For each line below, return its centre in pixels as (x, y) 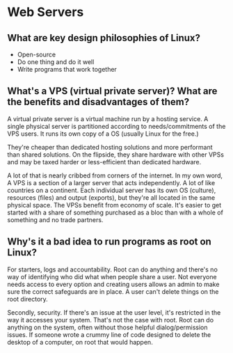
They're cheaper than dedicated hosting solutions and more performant (110, 147)
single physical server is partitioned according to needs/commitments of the (116, 126)
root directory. (28, 299)
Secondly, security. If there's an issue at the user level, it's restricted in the (114, 312)
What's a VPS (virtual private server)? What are (112, 91)
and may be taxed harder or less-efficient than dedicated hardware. (104, 162)
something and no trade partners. (55, 219)
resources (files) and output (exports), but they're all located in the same (111, 197)
